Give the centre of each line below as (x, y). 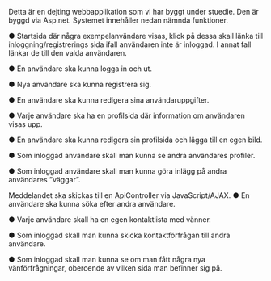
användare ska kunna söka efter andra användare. (92, 204)
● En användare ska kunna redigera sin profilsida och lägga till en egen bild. (135, 140)
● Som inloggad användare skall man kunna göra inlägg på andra (118, 171)
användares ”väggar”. (44, 180)
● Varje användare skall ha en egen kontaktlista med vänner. (110, 220)
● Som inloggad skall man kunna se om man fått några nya (107, 259)
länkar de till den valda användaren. (68, 53)
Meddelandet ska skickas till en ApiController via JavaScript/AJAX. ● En (129, 195)
